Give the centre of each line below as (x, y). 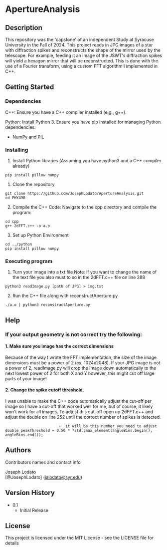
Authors (18, 450)
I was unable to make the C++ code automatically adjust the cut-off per (79, 401)
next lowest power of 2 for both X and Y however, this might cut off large (80, 373)
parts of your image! (26, 378)
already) (21, 166)
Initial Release (34, 510)
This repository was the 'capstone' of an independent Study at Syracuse (80, 39)
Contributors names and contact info (43, 462)
